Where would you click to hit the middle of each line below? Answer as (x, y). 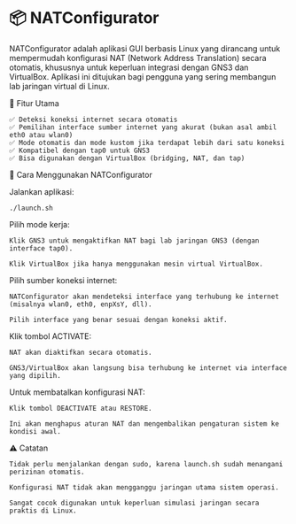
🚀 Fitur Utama (34, 103)
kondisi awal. (35, 431)
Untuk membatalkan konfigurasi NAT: (77, 392)
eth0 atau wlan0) (41, 135)
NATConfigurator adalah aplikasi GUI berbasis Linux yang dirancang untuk (145, 48)
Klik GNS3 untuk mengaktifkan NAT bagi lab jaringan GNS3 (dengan (134, 241)
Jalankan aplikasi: (42, 191)
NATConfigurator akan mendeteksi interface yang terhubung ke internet (144, 297)
